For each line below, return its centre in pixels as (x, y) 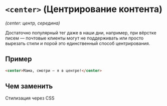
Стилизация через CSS (30, 98)
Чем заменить (29, 86)
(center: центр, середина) (33, 23)
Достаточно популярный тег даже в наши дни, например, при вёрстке (81, 32)
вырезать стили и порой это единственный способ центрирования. (78, 43)
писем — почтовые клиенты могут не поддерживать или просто (74, 38)
